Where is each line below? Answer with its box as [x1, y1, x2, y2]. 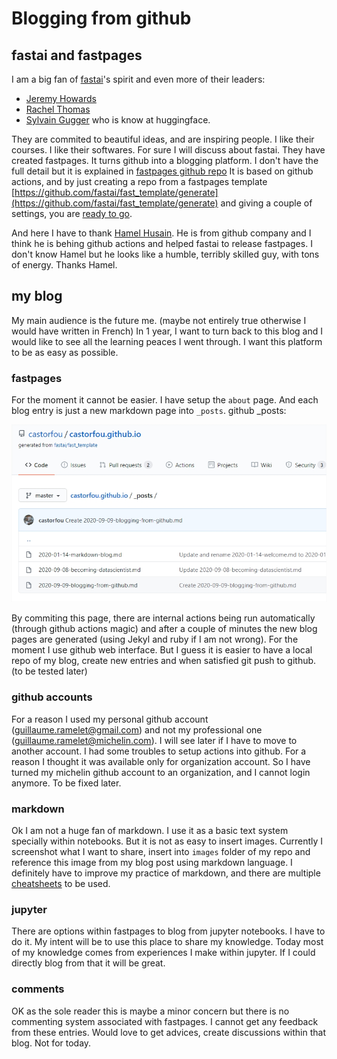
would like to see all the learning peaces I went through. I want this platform [11, 335, 323, 347]
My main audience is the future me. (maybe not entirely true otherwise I [11, 314, 307, 326]
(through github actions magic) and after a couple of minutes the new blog [11, 623, 318, 635]
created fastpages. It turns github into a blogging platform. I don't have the [11, 155, 319, 166]
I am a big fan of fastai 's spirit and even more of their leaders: [11, 73, 266, 85]
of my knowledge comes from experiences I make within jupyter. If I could [11, 947, 316, 959]
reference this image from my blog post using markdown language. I [11, 857, 293, 869]
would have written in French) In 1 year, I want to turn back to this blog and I [11, 325, 323, 337]
